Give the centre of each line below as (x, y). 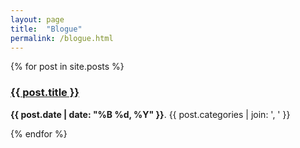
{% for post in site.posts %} (67, 67)
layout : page (37, 19)
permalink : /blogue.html (62, 38)
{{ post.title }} (45, 93)
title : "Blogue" (46, 29)
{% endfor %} (39, 133)
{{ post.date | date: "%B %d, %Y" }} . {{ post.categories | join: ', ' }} (150, 114)
